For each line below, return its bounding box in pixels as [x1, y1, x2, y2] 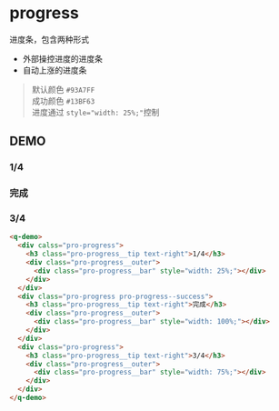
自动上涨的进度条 [22, 65, 87, 75]
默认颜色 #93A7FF [31, 84, 95, 95]
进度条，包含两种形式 [9, 34, 89, 45]
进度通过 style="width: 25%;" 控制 [31, 106, 160, 117]
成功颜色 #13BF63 [31, 95, 95, 106]
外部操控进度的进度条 [22, 53, 103, 64]
